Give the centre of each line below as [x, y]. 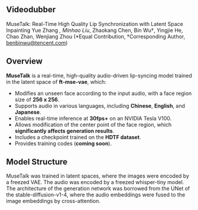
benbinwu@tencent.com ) [37, 42]
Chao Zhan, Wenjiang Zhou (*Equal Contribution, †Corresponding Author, [96, 36]
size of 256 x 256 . [37, 99]
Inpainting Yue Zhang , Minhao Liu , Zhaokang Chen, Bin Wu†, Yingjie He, [95, 30]
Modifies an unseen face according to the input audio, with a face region [103, 93]
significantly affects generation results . [64, 131]
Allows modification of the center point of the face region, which [93, 124]
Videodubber [31, 10]
